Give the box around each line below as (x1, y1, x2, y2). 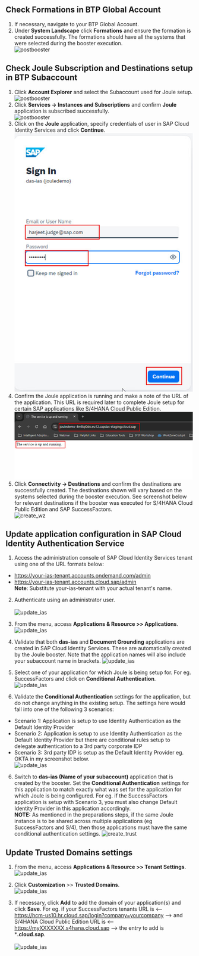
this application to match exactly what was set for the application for (14, 786, 182, 793)
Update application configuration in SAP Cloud (5, 529, 182, 539)
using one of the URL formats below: (14, 560, 105, 568)
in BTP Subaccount (5, 73, 78, 83)
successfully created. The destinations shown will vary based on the (14, 486, 182, 493)
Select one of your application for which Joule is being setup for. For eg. (14, 669, 191, 676)
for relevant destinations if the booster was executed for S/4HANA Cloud (14, 499, 193, 506)
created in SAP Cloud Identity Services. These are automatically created (14, 645, 191, 652)
